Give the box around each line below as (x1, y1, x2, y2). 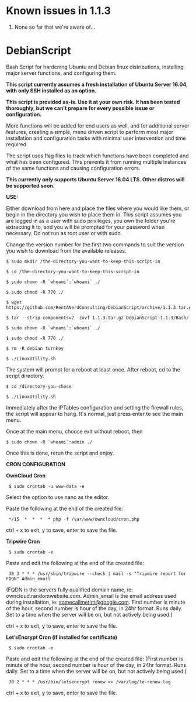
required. (6, 140, 28, 147)
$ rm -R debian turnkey (6, 345, 64, 352)
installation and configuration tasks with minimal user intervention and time (6, 135, 186, 142)
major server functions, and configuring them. (6, 69, 117, 77)
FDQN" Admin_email (6, 576, 51, 581)
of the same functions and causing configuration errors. (6, 164, 141, 171)
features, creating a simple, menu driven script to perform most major (6, 128, 174, 135)
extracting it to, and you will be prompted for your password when (6, 223, 165, 230)
